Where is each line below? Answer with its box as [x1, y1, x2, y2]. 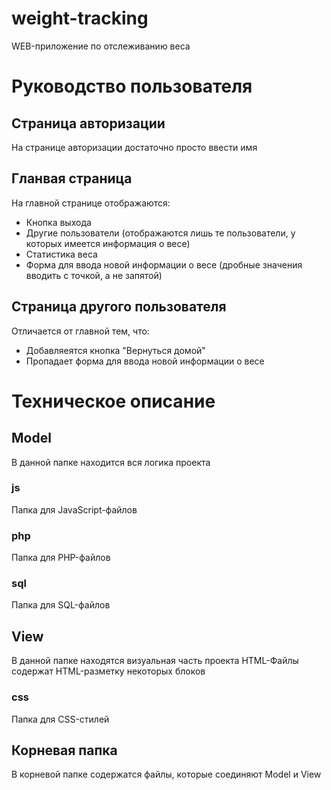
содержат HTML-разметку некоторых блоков [11, 665, 206, 677]
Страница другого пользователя [11, 298, 227, 316]
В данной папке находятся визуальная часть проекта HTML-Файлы [11, 655, 299, 667]
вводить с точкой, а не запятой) [25, 269, 163, 281]
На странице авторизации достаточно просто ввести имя [11, 141, 258, 153]
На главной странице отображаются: [11, 197, 171, 209]
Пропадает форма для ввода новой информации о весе [25, 355, 265, 367]
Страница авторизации [11, 115, 166, 132]
